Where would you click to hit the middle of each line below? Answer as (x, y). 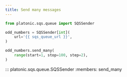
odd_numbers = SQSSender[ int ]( (38, 32)
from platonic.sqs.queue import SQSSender (50, 23)
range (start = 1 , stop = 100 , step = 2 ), (51, 55)
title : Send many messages (33, 10)
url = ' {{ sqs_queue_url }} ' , (43, 37)
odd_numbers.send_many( (30, 51)
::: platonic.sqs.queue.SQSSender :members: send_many (63, 69)
